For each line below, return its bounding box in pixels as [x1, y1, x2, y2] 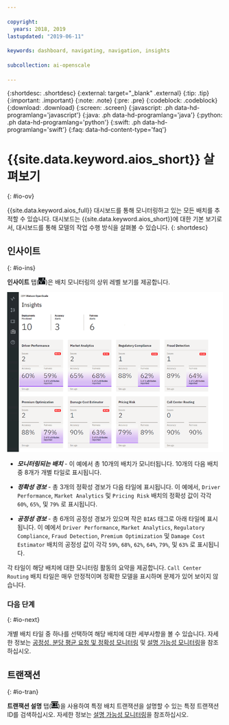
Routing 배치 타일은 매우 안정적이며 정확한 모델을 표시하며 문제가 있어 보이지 [7, 572, 211, 581]
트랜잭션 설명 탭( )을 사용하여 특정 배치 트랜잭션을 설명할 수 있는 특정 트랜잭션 [7, 702, 219, 711]
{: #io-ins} [7, 264, 36, 272]
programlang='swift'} [7, 125, 67, 133]
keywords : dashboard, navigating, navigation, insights [7, 47, 170, 54]
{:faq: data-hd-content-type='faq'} [68, 125, 167, 133]
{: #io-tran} [7, 688, 39, 696]
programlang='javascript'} [7, 111, 81, 119]
